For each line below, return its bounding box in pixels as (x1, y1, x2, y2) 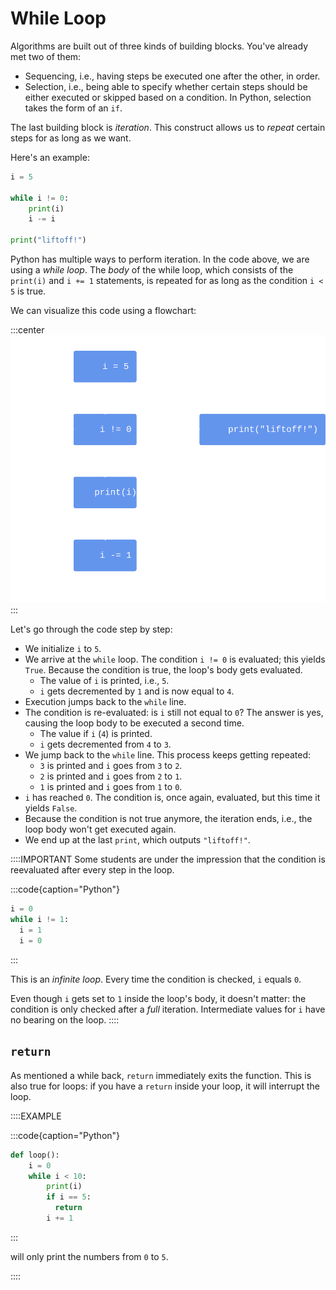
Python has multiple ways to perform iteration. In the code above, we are (10, 253, 310, 266)
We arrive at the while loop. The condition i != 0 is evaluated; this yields (24, 653, 326, 666)
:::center (10, 324, 45, 336)
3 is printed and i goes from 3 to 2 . (39, 760, 183, 772)
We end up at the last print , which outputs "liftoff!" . (24, 834, 251, 846)
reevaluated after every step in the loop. (10, 864, 175, 876)
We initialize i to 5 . (24, 643, 102, 655)
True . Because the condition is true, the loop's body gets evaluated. (24, 664, 303, 676)
